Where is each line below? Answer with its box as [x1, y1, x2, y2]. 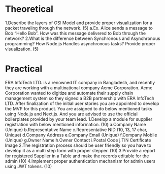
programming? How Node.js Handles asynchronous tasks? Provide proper [5, 40, 156, 46]
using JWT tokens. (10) [5, 163, 52, 169]
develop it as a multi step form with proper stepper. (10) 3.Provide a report [5, 147, 156, 153]
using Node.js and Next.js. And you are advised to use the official [5, 111, 138, 117]
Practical [5, 63, 43, 74]
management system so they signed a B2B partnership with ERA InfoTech [5, 95, 154, 101]
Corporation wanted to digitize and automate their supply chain [5, 90, 133, 96]
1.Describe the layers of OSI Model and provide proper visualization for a [5, 20, 153, 26]
